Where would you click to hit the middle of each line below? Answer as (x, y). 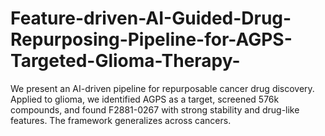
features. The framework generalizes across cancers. (121, 120)
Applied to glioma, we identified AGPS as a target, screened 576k (145, 99)
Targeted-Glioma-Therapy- (125, 61)
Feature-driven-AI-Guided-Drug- (151, 18)
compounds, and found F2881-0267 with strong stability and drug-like (155, 109)
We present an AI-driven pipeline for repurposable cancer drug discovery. (162, 88)
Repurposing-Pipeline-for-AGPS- (151, 39)
